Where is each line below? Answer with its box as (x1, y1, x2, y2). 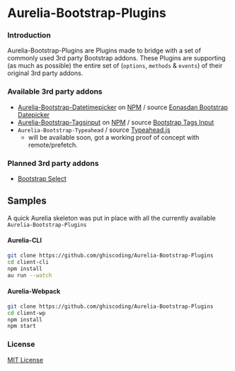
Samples (7, 195, 47, 207)
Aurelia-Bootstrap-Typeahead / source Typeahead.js (17, 126, 171, 134)
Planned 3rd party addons (7, 158, 99, 168)
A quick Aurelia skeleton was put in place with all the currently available (7, 214, 216, 222)
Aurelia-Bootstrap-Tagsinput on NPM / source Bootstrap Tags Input (17, 118, 214, 126)
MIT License (7, 355, 44, 364)
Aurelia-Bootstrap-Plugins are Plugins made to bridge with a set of (7, 46, 202, 55)
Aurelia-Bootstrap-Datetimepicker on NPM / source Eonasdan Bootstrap (17, 103, 229, 111)
